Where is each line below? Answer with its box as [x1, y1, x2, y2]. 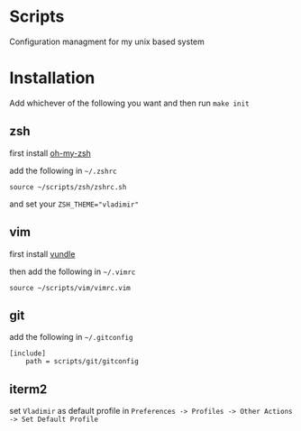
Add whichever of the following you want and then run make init [9, 97, 250, 108]
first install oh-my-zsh [9, 147, 92, 159]
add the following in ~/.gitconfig [9, 332, 133, 343]
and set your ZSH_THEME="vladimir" [9, 198, 140, 209]
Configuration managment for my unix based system [9, 36, 205, 47]
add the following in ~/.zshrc [9, 165, 117, 176]
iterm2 [9, 381, 48, 397]
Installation [9, 68, 96, 88]
